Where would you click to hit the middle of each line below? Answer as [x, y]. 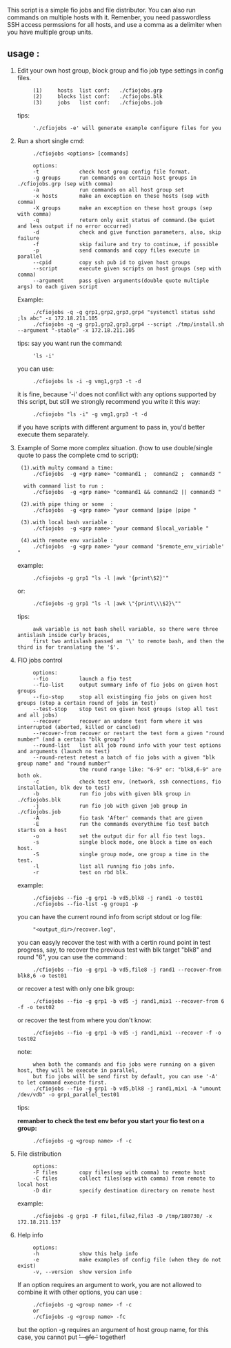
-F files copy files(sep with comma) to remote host [119, 1172]
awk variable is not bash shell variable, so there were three [125, 629]
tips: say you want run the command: [70, 343]
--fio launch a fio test [82, 678]
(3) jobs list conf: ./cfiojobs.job [98, 102]
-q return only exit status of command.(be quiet [124, 220]
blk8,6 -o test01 [42, 976]
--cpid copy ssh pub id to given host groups [112, 262]
